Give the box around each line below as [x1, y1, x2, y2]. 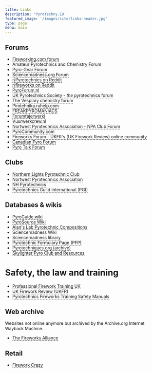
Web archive [5, 307, 44, 316]
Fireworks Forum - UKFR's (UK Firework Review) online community [12, 133, 147, 139]
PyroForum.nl [12, 87, 39, 93]
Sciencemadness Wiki [12, 229, 57, 235]
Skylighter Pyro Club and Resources [12, 250, 85, 256]
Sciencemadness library [12, 234, 61, 240]
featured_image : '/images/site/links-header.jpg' [5, 16, 108, 21]
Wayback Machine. [5, 326, 44, 332]
